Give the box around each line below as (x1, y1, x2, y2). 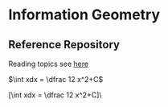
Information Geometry (8, 6, 161, 24)
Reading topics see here (8, 59, 89, 68)
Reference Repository (8, 38, 121, 51)
